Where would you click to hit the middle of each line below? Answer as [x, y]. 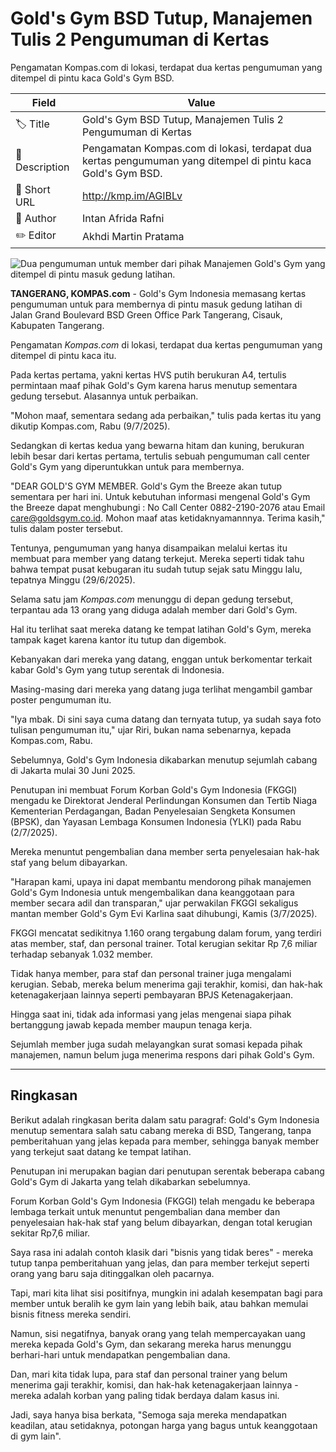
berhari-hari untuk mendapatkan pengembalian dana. [120, 1354]
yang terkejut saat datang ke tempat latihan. [101, 1151]
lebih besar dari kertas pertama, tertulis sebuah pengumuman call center [160, 456]
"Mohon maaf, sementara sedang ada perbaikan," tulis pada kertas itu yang [166, 415]
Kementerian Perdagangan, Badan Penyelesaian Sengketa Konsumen [153, 811]
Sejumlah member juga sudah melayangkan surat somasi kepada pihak [156, 1044]
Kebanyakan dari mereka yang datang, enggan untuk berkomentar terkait [161, 659]
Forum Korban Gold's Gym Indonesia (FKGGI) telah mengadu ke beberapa [162, 1201]
